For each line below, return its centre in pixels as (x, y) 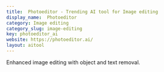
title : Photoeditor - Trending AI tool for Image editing (82, 12)
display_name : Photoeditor (42, 17)
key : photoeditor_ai (32, 34)
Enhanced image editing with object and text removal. (73, 62)
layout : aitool (25, 46)
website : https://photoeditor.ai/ (50, 40)
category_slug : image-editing (44, 28)
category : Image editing (38, 23)
